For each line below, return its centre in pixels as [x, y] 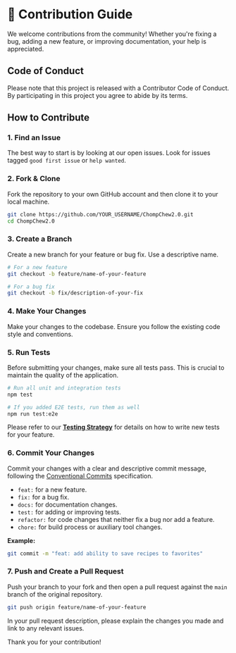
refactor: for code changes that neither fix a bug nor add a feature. [116, 519]
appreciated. [26, 49]
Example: [21, 540]
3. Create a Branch [40, 239]
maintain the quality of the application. [63, 375]
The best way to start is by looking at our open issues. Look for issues [109, 153]
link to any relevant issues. [46, 628]
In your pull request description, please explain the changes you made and [116, 621]
